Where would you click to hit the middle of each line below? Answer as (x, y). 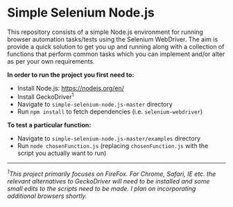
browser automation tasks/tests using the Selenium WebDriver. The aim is (113, 39)
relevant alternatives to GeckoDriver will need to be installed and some (109, 181)
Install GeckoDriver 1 (45, 96)
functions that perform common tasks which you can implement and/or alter (116, 54)
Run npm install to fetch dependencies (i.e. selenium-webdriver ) (110, 111)
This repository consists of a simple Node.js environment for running (105, 32)
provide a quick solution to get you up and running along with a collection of (116, 46)
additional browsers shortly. (47, 196)
